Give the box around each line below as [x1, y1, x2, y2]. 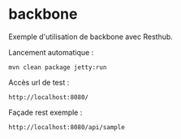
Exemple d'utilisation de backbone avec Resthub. [8, 32, 173, 41]
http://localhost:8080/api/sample [8, 123, 126, 131]
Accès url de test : [8, 77, 70, 87]
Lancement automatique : [8, 47, 94, 57]
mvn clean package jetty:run [8, 63, 107, 72]
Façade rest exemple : [8, 107, 83, 117]
